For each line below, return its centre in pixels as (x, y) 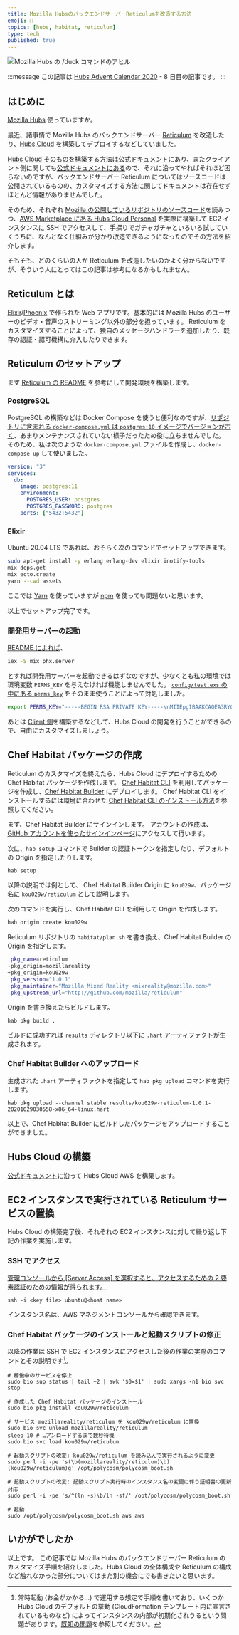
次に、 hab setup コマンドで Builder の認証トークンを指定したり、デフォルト (118, 848)
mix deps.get (27, 568)
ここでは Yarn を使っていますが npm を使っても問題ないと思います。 (107, 595)
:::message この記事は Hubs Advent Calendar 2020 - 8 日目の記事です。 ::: (117, 77)
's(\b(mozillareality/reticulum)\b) (116, 1462)
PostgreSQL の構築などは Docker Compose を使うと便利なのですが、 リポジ (118, 417)
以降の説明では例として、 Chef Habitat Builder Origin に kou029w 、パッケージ (119, 885)
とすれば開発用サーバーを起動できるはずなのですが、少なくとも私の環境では (119, 675)
